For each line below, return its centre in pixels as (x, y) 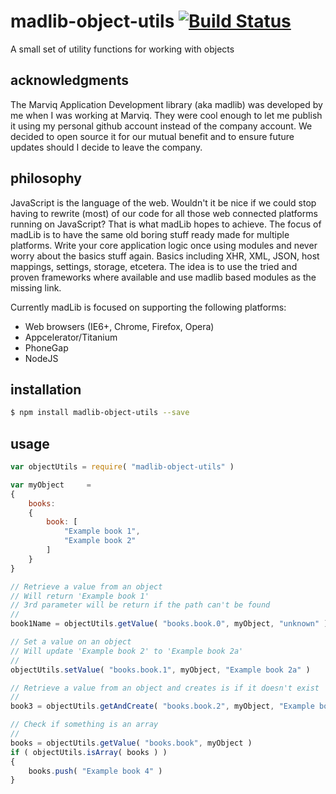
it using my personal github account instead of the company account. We (161, 126)
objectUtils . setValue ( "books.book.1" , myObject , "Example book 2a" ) (160, 670)
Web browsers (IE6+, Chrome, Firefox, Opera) (119, 326)
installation (46, 389)
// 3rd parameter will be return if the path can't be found (140, 605)
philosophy (46, 178)
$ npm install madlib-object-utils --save (100, 413)
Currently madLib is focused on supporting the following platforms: (148, 307)
